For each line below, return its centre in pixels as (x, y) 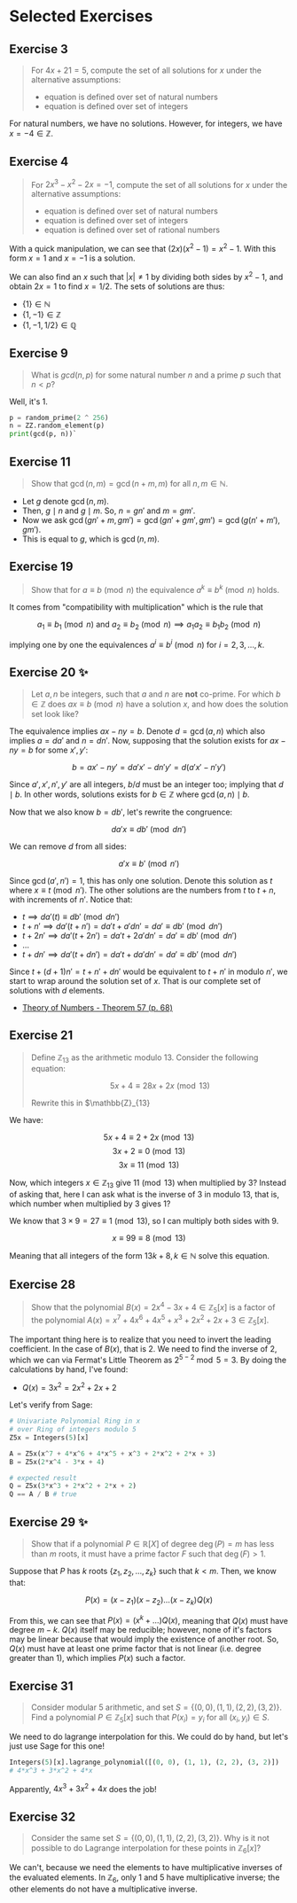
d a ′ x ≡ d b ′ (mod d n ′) (149, 829)
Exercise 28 (43, 1284)
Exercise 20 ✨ (49, 672)
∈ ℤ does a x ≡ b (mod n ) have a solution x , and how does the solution (160, 704)
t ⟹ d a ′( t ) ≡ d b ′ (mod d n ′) (71, 916)
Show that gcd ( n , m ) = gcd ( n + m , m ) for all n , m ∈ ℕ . (129, 484)
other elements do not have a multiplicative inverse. (103, 1889)
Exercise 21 (41, 1036)
